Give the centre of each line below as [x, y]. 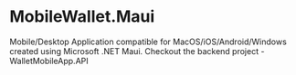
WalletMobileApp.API [49, 61]
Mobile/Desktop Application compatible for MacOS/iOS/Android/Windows [148, 42]
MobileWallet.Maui [82, 17]
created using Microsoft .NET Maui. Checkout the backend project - [137, 51]
